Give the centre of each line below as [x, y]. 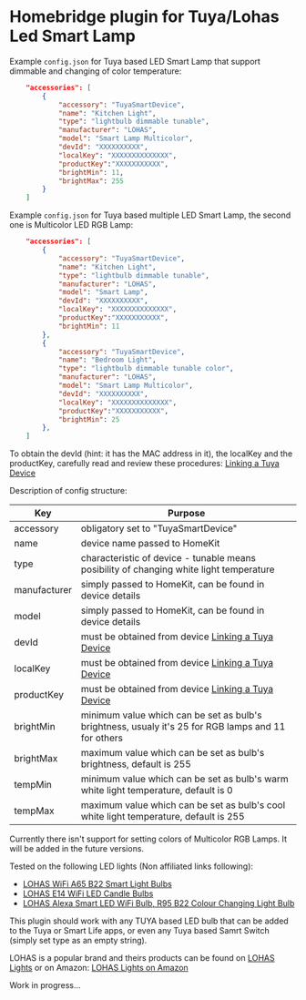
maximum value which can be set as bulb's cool [183, 805]
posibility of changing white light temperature [178, 569]
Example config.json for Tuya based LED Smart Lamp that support [135, 61]
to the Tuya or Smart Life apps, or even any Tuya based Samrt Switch [140, 931]
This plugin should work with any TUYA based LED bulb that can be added [149, 921]
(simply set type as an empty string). [78, 941]
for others [102, 738]
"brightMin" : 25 [89, 419]
